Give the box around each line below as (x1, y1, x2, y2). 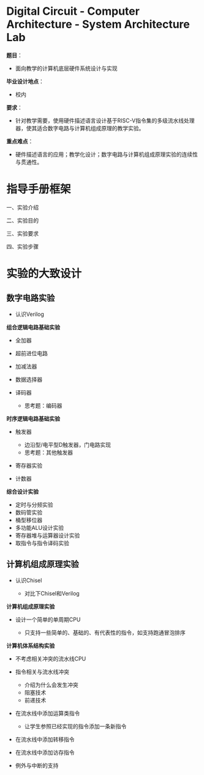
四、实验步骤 (6, 243, 39, 250)
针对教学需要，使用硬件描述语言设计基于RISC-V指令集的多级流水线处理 (15, 117, 195, 124)
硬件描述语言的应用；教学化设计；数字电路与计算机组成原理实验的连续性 (15, 151, 198, 158)
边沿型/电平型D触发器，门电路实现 (24, 441, 111, 448)
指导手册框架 (6, 183, 72, 196)
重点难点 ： (6, 137, 34, 145)
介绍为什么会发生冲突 (24, 681, 78, 688)
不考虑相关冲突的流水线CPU (15, 655, 86, 662)
